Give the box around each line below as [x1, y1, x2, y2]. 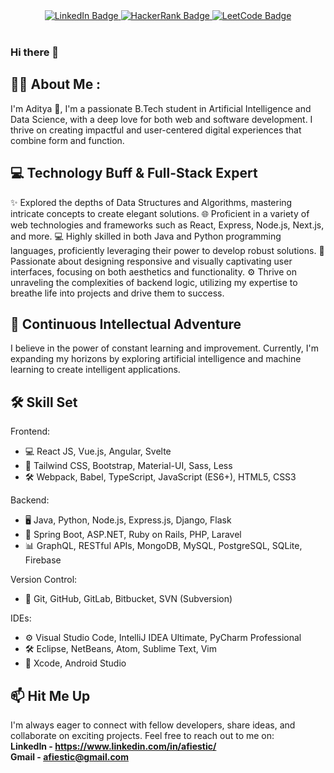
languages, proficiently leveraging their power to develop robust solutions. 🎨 [10, 244, 325, 256]
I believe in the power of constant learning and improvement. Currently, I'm [10, 342, 319, 354]
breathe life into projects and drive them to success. [10, 287, 225, 299]
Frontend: [10, 425, 51, 438]
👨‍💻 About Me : [10, 76, 102, 93]
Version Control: [10, 574, 78, 586]
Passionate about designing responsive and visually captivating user [10, 255, 293, 267]
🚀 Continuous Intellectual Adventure [10, 315, 242, 333]
